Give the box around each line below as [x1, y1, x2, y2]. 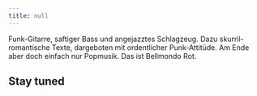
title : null [8, 11, 49, 20]
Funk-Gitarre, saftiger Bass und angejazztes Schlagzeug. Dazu [8, 34, 218, 44]
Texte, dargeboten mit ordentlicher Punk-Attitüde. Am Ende [51, 42, 250, 52]
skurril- [219, 34, 245, 44]
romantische [8, 42, 50, 52]
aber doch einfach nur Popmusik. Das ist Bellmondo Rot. [8, 51, 197, 61]
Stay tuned [8, 74, 65, 89]
